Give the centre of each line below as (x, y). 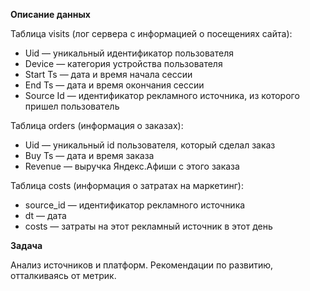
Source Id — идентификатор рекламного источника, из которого (162, 95)
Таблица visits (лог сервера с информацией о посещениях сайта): (151, 33)
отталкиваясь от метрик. (63, 275)
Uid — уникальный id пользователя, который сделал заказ (150, 145)
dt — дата (45, 215)
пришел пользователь (72, 106)
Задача (26, 245)
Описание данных (50, 14)
